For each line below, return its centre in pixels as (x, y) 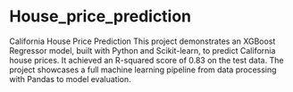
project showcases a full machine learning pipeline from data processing (143, 70)
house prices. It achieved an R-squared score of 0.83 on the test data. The (146, 60)
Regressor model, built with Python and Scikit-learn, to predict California (142, 50)
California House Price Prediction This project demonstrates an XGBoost (142, 41)
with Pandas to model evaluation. (70, 79)
